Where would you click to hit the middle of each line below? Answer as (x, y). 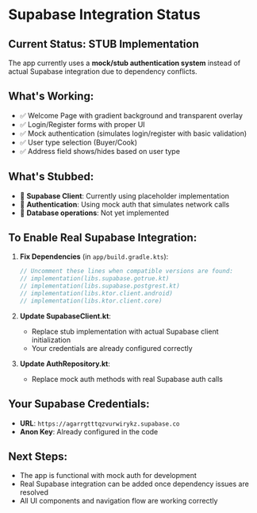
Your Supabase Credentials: (79, 404)
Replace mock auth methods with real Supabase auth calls (127, 379)
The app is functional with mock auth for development (108, 476)
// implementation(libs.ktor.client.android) (96, 294)
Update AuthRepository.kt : (65, 364)
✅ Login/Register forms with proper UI (82, 124)
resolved (34, 492)
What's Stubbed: (51, 177)
